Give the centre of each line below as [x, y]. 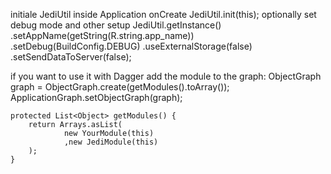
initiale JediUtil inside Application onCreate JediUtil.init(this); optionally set [163, 14]
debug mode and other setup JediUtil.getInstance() [116, 25]
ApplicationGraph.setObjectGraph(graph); [96, 97]
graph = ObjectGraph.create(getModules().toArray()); [120, 87]
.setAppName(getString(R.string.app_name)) [102, 35]
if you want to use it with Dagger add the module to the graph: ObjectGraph [166, 76]
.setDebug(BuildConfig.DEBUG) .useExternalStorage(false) [131, 46]
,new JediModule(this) [111, 142]
